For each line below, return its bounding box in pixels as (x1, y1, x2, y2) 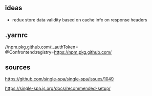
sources (5, 63, 31, 72)
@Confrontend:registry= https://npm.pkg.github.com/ (5, 49, 112, 55)
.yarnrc (5, 31, 28, 39)
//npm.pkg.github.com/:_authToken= (5, 44, 79, 50)
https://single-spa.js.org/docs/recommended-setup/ (5, 85, 111, 92)
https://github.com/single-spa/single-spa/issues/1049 (5, 76, 114, 82)
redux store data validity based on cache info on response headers (12, 17, 148, 22)
